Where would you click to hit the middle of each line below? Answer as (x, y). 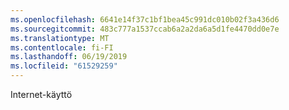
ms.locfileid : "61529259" (64, 66)
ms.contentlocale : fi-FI (62, 47)
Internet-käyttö (41, 94)
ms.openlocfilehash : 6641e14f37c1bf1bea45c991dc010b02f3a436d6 (145, 19)
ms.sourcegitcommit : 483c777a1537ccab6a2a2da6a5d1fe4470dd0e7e (145, 29)
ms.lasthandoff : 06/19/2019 (69, 57)
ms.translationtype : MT (60, 38)
